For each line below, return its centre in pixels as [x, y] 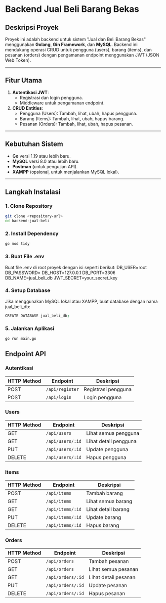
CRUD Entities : [28, 108]
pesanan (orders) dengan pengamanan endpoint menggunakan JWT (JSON [82, 55]
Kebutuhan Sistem [34, 144]
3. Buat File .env [25, 257]
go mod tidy [17, 244]
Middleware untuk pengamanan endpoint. [62, 103]
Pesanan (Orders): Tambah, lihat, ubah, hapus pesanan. [76, 124]
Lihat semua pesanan [113, 569]
